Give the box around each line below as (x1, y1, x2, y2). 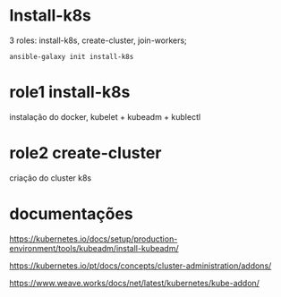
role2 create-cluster (9, 143, 162, 164)
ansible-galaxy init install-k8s (9, 52, 134, 61)
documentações (9, 204, 134, 224)
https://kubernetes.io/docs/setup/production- (9, 233, 178, 244)
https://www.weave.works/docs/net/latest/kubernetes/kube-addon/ (9, 277, 260, 288)
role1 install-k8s (9, 82, 131, 103)
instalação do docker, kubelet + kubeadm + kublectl (9, 111, 201, 122)
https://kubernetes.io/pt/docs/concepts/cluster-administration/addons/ (9, 260, 272, 271)
